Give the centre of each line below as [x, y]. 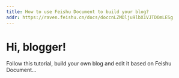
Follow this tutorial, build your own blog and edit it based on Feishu [89, 64]
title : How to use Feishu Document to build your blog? [77, 12]
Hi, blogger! [36, 47]
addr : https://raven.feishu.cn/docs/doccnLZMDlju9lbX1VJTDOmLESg [89, 17]
